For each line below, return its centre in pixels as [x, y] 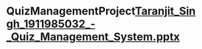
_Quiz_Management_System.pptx [93, 37]
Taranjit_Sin [165, 11]
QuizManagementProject [71, 11]
